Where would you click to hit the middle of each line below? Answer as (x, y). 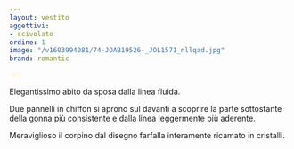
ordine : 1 (28, 42)
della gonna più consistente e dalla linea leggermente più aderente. (132, 118)
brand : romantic (39, 59)
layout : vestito (39, 17)
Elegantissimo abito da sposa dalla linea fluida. (95, 91)
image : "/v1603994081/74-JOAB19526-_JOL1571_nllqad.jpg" (117, 51)
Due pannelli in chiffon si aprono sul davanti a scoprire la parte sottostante (146, 109)
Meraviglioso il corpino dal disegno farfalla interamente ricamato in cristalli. (147, 135)
